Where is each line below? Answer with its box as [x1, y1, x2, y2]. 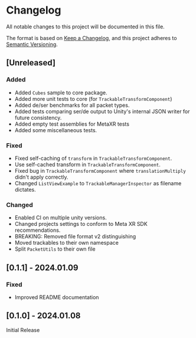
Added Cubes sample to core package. [14, 89, 107, 96]
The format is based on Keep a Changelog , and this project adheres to [6, 34, 177, 41]
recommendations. [14, 227, 61, 234]
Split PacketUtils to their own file [14, 245, 96, 252]
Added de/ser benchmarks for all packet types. [14, 101, 130, 109]
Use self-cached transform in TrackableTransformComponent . [14, 160, 161, 168]
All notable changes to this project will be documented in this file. [6, 23, 165, 30]
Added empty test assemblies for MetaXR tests [14, 120, 130, 127]
